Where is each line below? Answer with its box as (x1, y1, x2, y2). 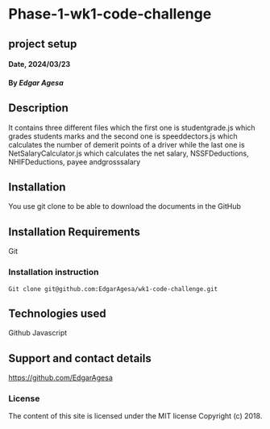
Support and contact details (8, 352, 152, 365)
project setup (8, 37, 77, 51)
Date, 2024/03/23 (8, 60, 71, 69)
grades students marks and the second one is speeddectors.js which (8, 131, 238, 141)
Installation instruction (8, 267, 99, 278)
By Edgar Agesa (8, 77, 64, 87)
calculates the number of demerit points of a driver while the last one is (8, 140, 245, 149)
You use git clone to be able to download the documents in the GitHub (8, 202, 242, 211)
